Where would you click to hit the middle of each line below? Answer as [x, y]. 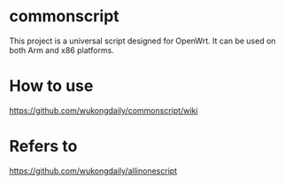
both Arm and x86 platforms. [62, 50]
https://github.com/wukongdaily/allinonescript [93, 171]
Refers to [43, 146]
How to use [51, 86]
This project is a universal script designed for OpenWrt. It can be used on [142, 41]
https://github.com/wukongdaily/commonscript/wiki [104, 110]
